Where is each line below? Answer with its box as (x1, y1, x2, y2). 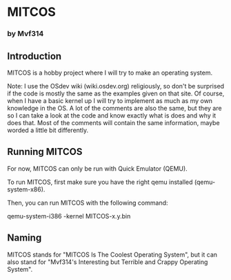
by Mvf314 (7, 29, 44, 39)
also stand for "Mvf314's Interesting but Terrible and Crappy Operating (7, 257, 208, 266)
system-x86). (7, 185, 46, 194)
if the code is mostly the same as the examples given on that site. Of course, (7, 89, 225, 97)
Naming (7, 232, 42, 244)
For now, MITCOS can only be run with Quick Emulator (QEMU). (7, 164, 188, 173)
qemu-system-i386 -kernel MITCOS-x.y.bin (7, 212, 131, 220)
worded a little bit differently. (7, 126, 88, 134)
